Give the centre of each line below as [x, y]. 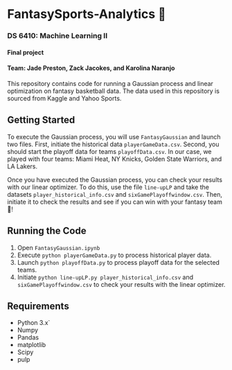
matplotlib [32, 345]
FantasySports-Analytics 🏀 [87, 14]
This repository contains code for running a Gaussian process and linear [110, 83]
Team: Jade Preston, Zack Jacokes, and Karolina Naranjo [91, 68]
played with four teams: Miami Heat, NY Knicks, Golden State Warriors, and [115, 159]
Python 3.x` [34, 323]
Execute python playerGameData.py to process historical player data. [114, 255]
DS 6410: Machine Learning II [57, 36]
